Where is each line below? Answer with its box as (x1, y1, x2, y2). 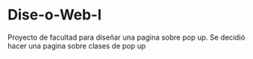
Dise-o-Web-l (7, 6, 102, 24)
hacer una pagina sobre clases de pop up (7, 40, 146, 50)
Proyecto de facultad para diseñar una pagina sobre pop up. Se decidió (7, 32, 246, 42)
